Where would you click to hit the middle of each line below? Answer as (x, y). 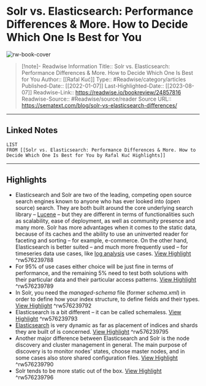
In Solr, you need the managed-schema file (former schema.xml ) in (100, 292)
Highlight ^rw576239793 (46, 318)
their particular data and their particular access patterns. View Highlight (105, 279)
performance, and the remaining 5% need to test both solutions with (101, 273)
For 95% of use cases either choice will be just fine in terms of (94, 266)
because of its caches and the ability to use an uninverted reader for (102, 234)
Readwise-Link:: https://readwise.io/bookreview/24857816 (107, 92)
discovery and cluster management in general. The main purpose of (101, 344)
